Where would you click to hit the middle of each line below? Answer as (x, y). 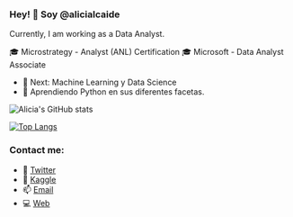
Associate (28, 65)
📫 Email (38, 189)
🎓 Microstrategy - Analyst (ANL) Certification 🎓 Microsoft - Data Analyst (147, 52)
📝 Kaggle (39, 179)
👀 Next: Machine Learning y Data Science (99, 82)
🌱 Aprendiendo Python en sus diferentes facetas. (113, 92)
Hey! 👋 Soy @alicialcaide (65, 14)
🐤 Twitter (39, 169)
